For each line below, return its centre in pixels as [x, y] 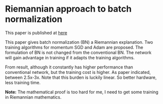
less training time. [23, 82]
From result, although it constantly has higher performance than [69, 67]
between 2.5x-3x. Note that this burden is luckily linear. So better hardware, [81, 77]
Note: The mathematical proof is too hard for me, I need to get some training [82, 92]
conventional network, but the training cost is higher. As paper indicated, [78, 72]
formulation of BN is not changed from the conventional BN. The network [78, 52]
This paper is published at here [36, 33]
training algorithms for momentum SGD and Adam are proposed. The [74, 47]
